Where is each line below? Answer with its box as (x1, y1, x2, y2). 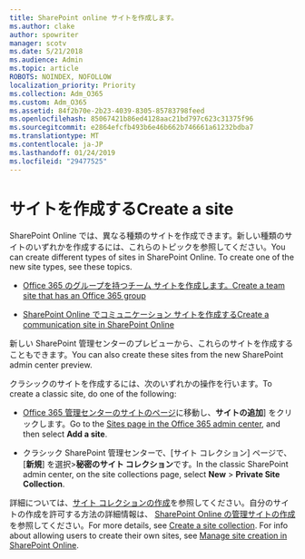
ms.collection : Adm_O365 (9, 89, 103, 98)
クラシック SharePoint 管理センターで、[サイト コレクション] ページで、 (22, 447, 292, 458)
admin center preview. (9, 359, 93, 370)
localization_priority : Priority (9, 81, 136, 90)
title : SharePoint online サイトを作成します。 (9, 13, 179, 23)
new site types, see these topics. (9, 261, 133, 272)
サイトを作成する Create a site (9, 199, 234, 219)
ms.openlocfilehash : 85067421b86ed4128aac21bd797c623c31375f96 (9, 114, 254, 123)
